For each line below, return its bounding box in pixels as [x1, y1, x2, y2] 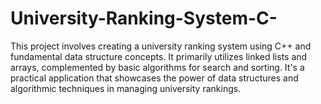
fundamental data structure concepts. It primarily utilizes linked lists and [10, 50, 308, 62]
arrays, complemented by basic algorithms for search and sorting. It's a [10, 61, 305, 73]
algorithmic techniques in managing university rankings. [10, 82, 242, 94]
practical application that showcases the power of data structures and [10, 72, 299, 84]
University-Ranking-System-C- [10, 7, 278, 30]
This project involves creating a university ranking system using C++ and [10, 40, 312, 52]
